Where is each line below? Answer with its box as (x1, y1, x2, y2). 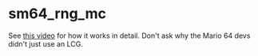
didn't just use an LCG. (8, 39, 84, 48)
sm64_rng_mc (8, 5, 106, 23)
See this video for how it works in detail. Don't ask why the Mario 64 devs (8, 31, 251, 40)
